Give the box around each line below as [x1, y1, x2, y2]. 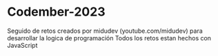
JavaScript [7, 41, 38, 49]
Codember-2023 [7, 4, 106, 20]
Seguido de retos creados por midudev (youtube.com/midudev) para [7, 27, 204, 35]
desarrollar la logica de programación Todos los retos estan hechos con [7, 33, 212, 42]
